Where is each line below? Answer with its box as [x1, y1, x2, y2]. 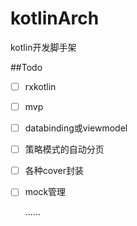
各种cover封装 [24, 165, 84, 177]
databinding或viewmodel [24, 122, 128, 134]
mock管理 [24, 186, 67, 198]
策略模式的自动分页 [24, 143, 105, 156]
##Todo [10, 61, 43, 73]
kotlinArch [10, 7, 100, 30]
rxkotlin [24, 80, 57, 92]
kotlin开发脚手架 [10, 41, 77, 53]
